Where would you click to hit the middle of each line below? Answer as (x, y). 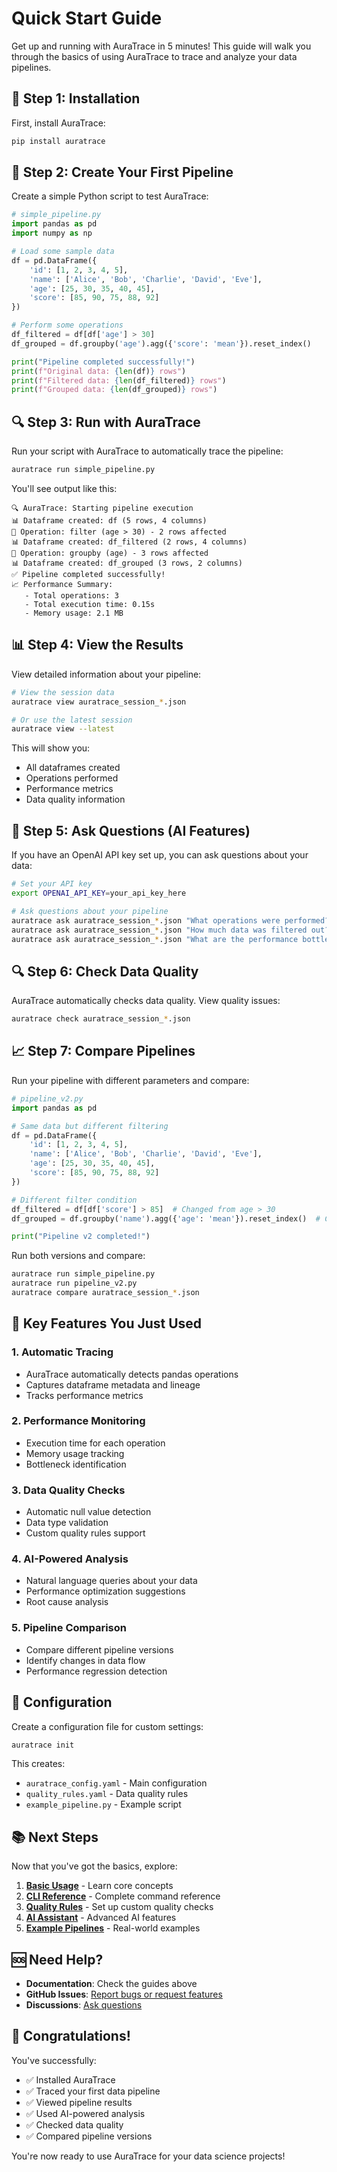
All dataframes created (73, 768)
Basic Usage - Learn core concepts (99, 1886)
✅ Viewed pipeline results (79, 2102)
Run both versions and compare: (78, 1256)
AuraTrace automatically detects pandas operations (132, 1374)
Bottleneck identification (76, 1464)
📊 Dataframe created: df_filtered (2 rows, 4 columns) (129, 542)
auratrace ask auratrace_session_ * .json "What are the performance (155, 939)
